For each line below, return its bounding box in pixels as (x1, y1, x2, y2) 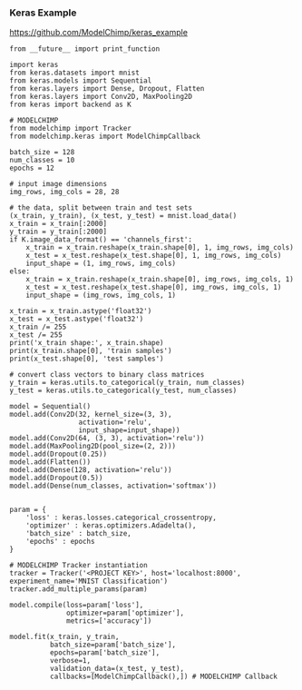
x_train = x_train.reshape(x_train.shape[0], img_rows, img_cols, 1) (25, 275, 295, 284)
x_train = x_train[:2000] (9, 220, 107, 229)
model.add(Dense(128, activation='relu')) (9, 466, 172, 475)
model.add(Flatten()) (9, 458, 92, 467)
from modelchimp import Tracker (9, 124, 132, 133)
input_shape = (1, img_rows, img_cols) (25, 259, 177, 269)
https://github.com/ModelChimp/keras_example (9, 27, 189, 38)
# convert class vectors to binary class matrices (9, 370, 205, 379)
